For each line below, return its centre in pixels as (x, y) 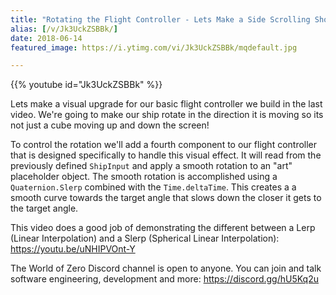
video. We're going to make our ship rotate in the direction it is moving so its (167, 115)
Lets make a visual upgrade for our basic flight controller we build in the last (166, 104)
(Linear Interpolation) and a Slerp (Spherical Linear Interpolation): (145, 238)
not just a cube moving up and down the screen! (110, 125)
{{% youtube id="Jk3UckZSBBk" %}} (86, 85)
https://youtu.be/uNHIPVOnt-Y (73, 249)
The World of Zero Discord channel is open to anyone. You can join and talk (166, 268)
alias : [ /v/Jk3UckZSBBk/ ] (64, 29)
